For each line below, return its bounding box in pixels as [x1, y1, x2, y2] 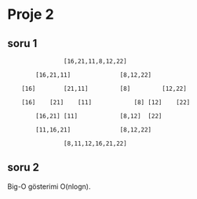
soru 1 [7, 37, 38, 50]
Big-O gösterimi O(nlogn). [7, 182, 91, 191]
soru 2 [7, 161, 40, 174]
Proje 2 [7, 5, 54, 24]
